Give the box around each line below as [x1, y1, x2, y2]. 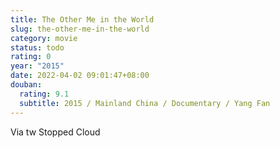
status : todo [10, 42, 65, 53]
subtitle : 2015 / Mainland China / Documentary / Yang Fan [19, 98, 271, 108]
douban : [10, 80, 43, 90]
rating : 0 [10, 52, 52, 62]
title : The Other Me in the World [10, 14, 155, 25]
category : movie [10, 33, 78, 43]
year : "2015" [10, 61, 65, 71]
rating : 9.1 [19, 89, 70, 99]
